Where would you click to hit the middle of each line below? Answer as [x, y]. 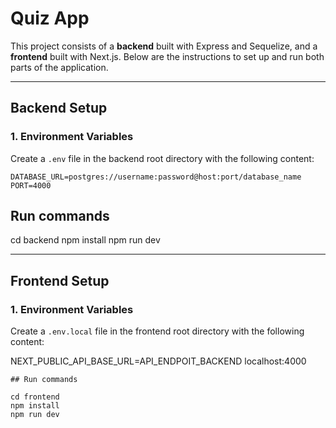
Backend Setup [59, 108]
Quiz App [50, 18]
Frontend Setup [60, 280]
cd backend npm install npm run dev [85, 240]
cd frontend [35, 397]
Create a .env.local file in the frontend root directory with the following [157, 331]
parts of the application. [59, 67]
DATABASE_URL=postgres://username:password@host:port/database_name [156, 177]
